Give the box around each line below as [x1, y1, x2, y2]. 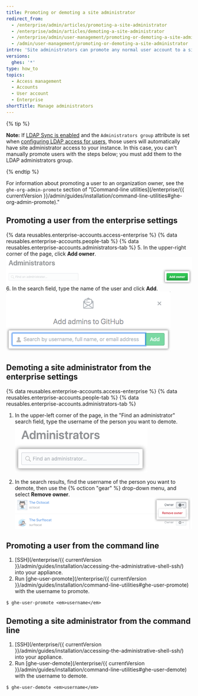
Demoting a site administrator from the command [6, 616, 191, 626]
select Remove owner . [14, 491, 70, 498]
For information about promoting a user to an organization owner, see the [6, 179, 184, 186]
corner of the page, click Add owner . [6, 250, 96, 257]
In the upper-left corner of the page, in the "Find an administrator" [14, 412, 176, 419]
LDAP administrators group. [6, 157, 74, 164]
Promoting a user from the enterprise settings [6, 216, 178, 226]
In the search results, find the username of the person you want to [14, 478, 176, 485]
